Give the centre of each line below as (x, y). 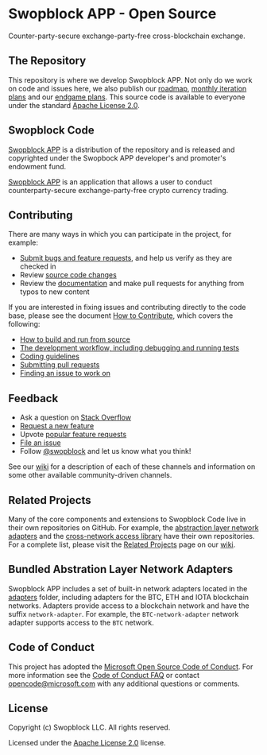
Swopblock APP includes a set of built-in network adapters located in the (128, 588)
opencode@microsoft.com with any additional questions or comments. (124, 683)
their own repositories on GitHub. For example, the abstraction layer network (133, 528)
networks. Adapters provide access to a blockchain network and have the (129, 606)
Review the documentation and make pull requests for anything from (132, 284)
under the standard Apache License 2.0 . (74, 105)
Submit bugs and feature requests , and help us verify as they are (126, 258)
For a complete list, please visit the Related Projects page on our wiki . (122, 544)
